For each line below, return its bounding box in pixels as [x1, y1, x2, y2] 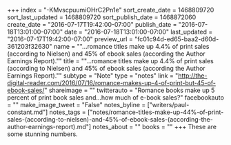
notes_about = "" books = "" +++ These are [92, 123, 217, 131]
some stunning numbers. [7, 130, 78, 138]
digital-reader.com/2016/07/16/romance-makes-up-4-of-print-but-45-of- [7, 79, 216, 87]
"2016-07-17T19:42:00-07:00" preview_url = [7, 35, 133, 43]
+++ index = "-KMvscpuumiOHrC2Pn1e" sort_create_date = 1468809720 [7, 6, 214, 14]
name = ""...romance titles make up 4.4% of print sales [54, 43, 210, 50]
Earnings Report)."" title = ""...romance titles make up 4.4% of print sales [7, 57, 214, 65]
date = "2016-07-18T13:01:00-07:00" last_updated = [64, 27, 213, 36]
